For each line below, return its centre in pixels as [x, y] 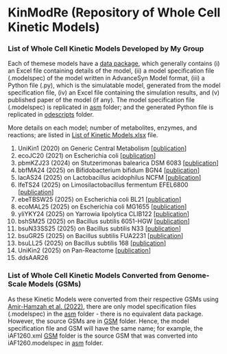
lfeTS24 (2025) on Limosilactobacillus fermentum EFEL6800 [103, 185]
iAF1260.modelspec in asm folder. [56, 343]
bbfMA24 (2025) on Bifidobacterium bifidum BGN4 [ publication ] [109, 170]
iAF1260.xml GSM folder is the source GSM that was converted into [103, 335]
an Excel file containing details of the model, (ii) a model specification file [111, 71]
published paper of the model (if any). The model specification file [101, 100]
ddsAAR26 [33, 258]
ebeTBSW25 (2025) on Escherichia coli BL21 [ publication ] [99, 200]
